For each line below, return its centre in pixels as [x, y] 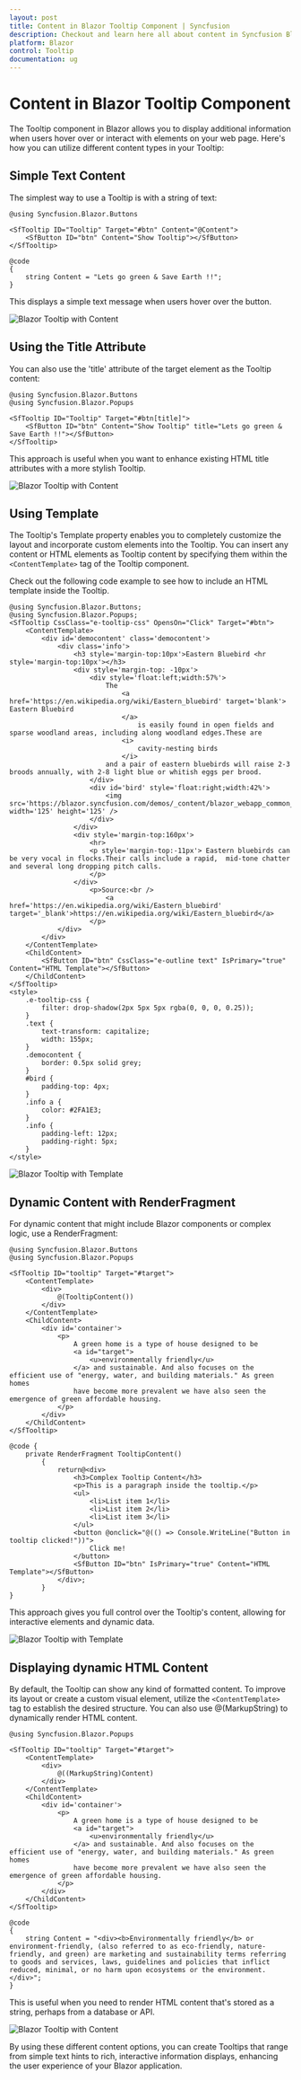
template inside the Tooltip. [60, 591]
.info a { [44, 1102]
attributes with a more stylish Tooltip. [77, 468]
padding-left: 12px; [80, 1134]
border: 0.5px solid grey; [92, 1063]
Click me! [107, 1549]
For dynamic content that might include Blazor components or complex [140, 1224]
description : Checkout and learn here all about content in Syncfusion [146, 34]
